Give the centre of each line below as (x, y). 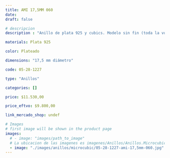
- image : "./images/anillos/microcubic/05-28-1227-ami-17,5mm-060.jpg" (87, 148)
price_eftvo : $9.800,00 (30, 106)
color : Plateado (22, 51)
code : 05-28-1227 (24, 69)
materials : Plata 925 (28, 42)
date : (11, 15)
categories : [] (21, 88)
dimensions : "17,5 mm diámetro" (39, 61)
